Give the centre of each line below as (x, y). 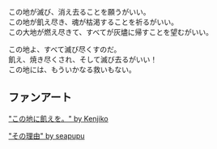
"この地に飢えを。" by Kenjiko (58, 118)
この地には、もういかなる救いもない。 (72, 70)
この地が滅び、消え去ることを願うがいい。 (79, 12)
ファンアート (40, 98)
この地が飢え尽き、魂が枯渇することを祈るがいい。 (94, 22)
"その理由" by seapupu (47, 135)
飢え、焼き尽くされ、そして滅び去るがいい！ (83, 60)
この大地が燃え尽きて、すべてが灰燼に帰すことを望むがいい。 (111, 32)
